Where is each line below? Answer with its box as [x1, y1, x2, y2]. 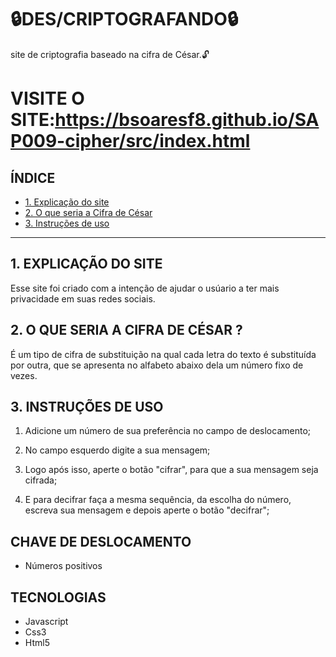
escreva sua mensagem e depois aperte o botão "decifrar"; [24, 504, 270, 516]
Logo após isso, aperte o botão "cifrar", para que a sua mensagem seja [24, 464, 319, 476]
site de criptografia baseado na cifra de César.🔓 [10, 48, 210, 60]
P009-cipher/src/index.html [10, 130, 251, 153]
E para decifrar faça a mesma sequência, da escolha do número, [24, 494, 292, 506]
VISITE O [10, 87, 85, 110]
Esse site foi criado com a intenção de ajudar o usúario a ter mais [10, 282, 280, 294]
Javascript [24, 616, 69, 627]
